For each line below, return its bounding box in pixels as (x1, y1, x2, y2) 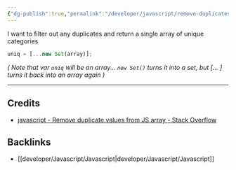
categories (7, 36, 39, 45)
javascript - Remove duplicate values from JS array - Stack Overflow (17, 116, 217, 125)
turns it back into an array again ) (7, 71, 105, 79)
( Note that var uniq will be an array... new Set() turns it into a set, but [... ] (7, 63, 223, 71)
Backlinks (7, 136, 51, 148)
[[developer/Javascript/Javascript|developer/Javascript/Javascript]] (17, 155, 215, 163)
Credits (7, 97, 41, 109)
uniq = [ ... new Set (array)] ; (7, 50, 93, 57)
